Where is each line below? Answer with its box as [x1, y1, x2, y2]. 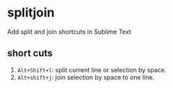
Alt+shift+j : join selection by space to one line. [17, 73, 155, 81]
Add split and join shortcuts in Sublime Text [7, 27, 131, 36]
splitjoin [7, 5, 55, 21]
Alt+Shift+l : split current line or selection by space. [17, 65, 167, 74]
